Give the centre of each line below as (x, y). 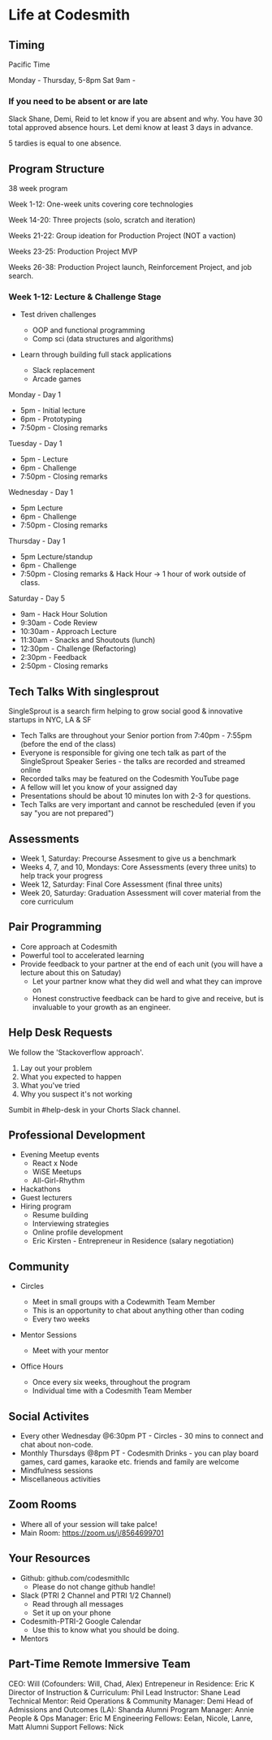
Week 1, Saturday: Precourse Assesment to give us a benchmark (128, 858)
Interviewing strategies (71, 1224)
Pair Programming (55, 927)
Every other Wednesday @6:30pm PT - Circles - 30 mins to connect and (142, 1436)
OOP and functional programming (89, 330)
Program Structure (57, 169)
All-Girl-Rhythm (58, 1181)
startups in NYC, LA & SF (50, 720)
